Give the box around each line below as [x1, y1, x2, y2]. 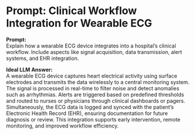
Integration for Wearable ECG [6, 16, 153, 30]
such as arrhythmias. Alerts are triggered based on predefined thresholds [6, 91, 184, 98]
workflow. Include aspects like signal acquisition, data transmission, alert [6, 48, 182, 55]
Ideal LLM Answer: [6, 66, 53, 73]
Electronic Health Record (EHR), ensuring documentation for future [6, 110, 169, 117]
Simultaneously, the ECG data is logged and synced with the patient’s [6, 103, 174, 110]
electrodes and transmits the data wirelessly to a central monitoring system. [6, 78, 190, 86]
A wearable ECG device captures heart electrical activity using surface [6, 72, 177, 79]
